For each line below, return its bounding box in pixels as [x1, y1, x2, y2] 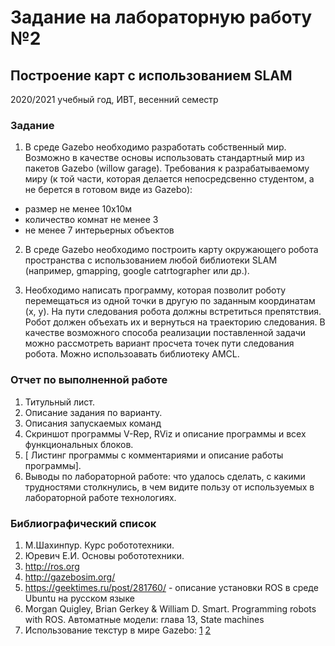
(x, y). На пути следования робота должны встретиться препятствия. [24, 306, 322, 318]
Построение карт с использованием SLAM [10, 67, 293, 84]
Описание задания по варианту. [24, 406, 163, 418]
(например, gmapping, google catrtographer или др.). [24, 265, 250, 277]
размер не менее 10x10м [24, 203, 132, 215]
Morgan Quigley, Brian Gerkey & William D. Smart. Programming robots [24, 602, 317, 615]
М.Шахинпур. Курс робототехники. [24, 539, 175, 551]
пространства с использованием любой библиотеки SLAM [24, 254, 278, 266]
